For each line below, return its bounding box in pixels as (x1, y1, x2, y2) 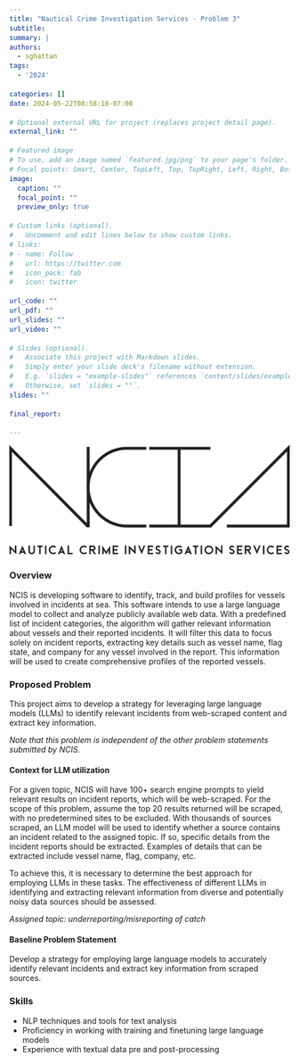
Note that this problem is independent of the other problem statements (9, 735, 269, 746)
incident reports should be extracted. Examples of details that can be (9, 841, 263, 852)
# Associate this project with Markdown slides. (9, 353, 201, 362)
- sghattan (17, 52, 58, 62)
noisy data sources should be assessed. (9, 896, 157, 907)
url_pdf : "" (9, 306, 53, 315)
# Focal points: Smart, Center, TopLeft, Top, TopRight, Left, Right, (9, 165, 277, 174)
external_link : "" (9, 128, 77, 136)
